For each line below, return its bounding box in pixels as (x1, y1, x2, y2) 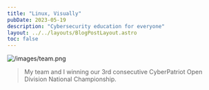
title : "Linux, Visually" (7, 10, 81, 17)
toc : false (7, 36, 39, 43)
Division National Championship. (23, 75, 117, 83)
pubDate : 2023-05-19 (7, 16, 67, 23)
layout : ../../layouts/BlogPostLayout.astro (7, 29, 137, 36)
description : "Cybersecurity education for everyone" (7, 23, 166, 30)
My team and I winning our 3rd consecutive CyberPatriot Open (23, 68, 203, 76)
